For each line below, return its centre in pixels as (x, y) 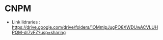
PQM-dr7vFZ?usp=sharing (39, 32)
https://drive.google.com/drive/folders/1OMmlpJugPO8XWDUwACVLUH (85, 27)
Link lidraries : (26, 22)
